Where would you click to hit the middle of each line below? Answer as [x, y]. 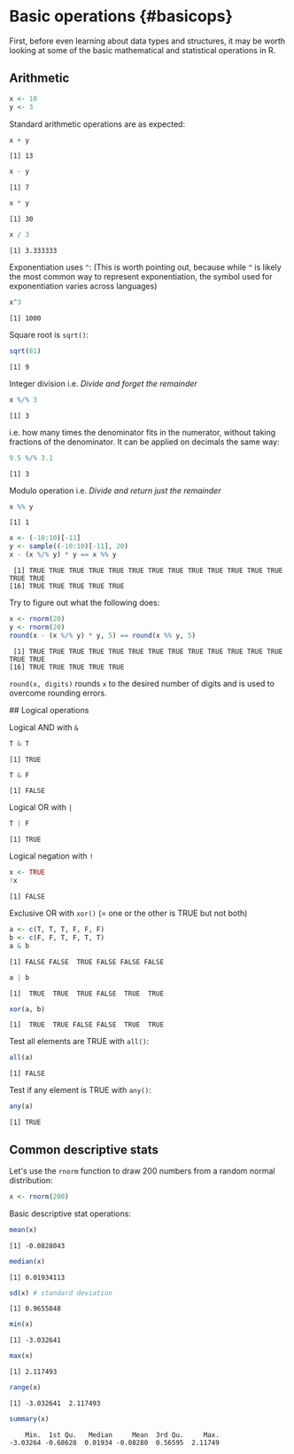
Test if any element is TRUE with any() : [81, 1090]
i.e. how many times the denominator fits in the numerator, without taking [143, 432]
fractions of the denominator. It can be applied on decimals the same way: [145, 442]
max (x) [21, 1356]
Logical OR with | [41, 807]
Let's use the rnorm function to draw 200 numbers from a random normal [142, 1171]
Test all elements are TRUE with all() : [79, 1041]
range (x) [25, 1387]
